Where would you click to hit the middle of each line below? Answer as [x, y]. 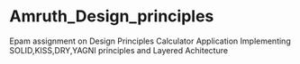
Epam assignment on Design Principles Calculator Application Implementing [150, 41]
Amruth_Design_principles [112, 16]
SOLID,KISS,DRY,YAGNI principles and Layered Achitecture [118, 50]
